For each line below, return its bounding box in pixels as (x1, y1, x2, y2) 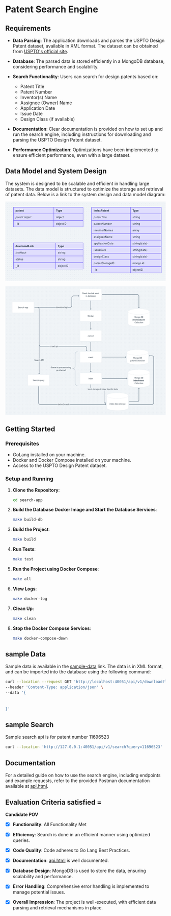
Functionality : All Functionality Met (12, 821, 87, 827)
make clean (12, 616, 36, 621)
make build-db (12, 517, 43, 522)
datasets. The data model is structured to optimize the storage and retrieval (5, 185, 164, 192)
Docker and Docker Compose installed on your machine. (12, 457, 131, 463)
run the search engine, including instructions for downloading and (12, 131, 151, 137)
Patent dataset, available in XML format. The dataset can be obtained (12, 43, 158, 49)
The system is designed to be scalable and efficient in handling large (5, 180, 150, 186)
